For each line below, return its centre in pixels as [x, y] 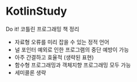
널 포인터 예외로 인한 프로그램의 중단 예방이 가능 [72, 50]
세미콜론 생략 [30, 72]
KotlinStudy [36, 11]
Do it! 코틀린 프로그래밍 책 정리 [43, 29]
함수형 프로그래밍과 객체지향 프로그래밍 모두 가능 [72, 65]
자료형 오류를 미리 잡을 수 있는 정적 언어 [62, 42]
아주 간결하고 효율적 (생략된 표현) [54, 57]
